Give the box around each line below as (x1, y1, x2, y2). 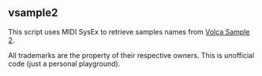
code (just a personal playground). (8, 59, 121, 68)
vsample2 (8, 6, 58, 20)
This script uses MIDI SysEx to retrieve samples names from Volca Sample (8, 27, 250, 36)
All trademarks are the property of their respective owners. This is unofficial (8, 50, 255, 60)
